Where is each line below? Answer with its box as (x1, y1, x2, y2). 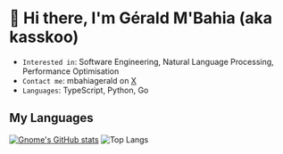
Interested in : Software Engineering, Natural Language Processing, (21, 56, 274, 67)
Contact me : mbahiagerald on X (21, 75, 137, 85)
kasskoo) (9, 27, 79, 47)
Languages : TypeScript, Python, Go (21, 85, 149, 95)
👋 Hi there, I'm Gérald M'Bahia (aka (9, 8, 273, 28)
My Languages (9, 110, 94, 126)
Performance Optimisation (21, 66, 120, 77)
